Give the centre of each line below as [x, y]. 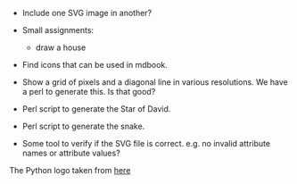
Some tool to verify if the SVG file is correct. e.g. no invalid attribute [146, 143]
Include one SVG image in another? [87, 13]
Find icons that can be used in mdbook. [95, 65]
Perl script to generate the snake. [83, 126]
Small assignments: [58, 30]
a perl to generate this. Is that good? [89, 92]
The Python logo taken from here [70, 170]
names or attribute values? [71, 153]
